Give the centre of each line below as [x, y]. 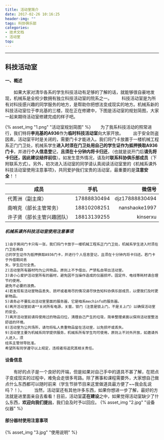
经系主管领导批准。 [21, 343]
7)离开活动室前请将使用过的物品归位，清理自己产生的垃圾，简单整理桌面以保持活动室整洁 [82, 317]
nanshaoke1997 [138, 208]
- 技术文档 [15, 32]
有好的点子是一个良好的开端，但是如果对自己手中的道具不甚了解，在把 [84, 371]
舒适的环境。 [16, 323]
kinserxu [146, 217]
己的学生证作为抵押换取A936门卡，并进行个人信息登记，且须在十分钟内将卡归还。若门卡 [80, 255]
